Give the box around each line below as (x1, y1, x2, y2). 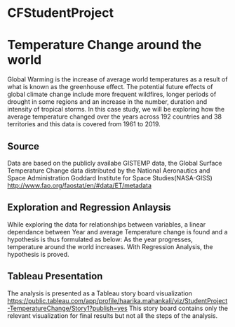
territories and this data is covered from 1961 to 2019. (7, 120, 161, 128)
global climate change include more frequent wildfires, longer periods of (7, 90, 217, 99)
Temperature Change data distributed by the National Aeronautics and (7, 166, 210, 175)
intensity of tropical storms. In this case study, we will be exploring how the (7, 105, 225, 114)
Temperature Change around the (7, 37, 202, 53)
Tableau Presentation (7, 270, 103, 282)
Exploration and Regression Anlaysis (7, 201, 172, 213)
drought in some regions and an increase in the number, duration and (7, 98, 208, 106)
